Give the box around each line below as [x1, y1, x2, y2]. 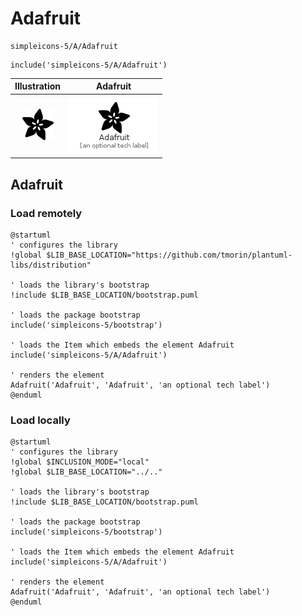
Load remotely [10, 206, 83, 220]
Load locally [10, 413, 71, 427]
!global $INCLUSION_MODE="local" [10, 457, 150, 467]
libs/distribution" [10, 260, 92, 270]
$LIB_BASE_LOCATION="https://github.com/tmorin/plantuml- [46, 250, 293, 260]
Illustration [14, 80, 62, 92]
